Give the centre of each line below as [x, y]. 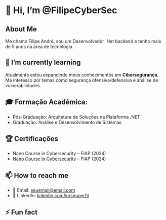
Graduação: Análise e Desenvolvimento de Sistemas [67, 122]
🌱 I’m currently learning [43, 63]
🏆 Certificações [32, 139]
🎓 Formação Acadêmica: [46, 102]
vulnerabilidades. [23, 85]
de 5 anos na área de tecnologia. [39, 47]
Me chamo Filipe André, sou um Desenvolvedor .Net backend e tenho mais [83, 41]
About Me [21, 29]
